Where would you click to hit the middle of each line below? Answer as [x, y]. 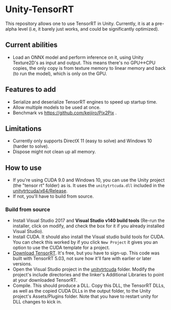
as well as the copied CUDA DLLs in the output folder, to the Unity [82, 291]
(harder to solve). [31, 146]
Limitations [23, 128]
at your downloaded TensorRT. [45, 280]
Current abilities [31, 45]
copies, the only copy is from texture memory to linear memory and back [89, 68]
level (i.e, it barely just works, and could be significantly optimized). [88, 29]
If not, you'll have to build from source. [53, 196]
